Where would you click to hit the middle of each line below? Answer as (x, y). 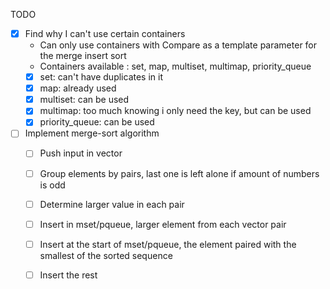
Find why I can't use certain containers (105, 33)
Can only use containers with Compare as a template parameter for (178, 45)
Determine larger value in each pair (112, 204)
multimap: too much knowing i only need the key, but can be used (175, 111)
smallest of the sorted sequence (106, 255)
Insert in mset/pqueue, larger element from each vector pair (163, 224)
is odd (52, 185)
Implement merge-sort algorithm (92, 133)
